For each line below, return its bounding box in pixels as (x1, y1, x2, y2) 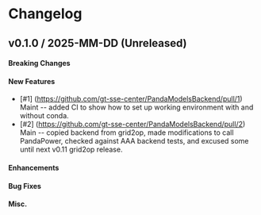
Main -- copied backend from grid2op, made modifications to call (19, 128, 234, 137)
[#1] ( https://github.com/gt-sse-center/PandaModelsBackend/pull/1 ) (19, 94, 244, 104)
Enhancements (8, 163, 59, 172)
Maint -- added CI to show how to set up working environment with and (19, 102, 254, 112)
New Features (8, 76, 56, 86)
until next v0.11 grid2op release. (19, 144, 123, 155)
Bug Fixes (8, 181, 42, 190)
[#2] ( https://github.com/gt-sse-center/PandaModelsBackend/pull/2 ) (19, 120, 246, 129)
